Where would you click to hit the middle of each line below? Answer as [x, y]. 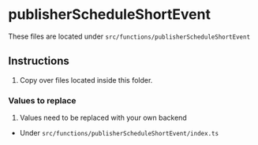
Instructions [39, 61]
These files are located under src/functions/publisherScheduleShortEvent [129, 36]
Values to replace [42, 100]
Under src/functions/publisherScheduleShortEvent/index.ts [119, 133]
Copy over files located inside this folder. [86, 80]
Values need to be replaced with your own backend [103, 118]
